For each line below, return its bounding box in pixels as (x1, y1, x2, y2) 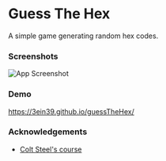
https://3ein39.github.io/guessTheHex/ (8, 106, 134, 116)
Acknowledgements (8, 126, 88, 137)
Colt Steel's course (19, 144, 82, 154)
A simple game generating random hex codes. (8, 31, 159, 40)
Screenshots (8, 51, 58, 62)
